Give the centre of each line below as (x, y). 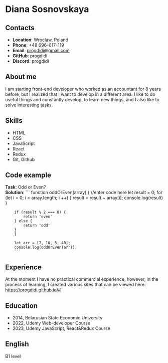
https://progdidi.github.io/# (33, 290)
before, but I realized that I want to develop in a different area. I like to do (80, 94)
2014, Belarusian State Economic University (57, 318)
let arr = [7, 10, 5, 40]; (42, 243)
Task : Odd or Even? (26, 187)
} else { (23, 221)
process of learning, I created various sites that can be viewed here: (75, 285)
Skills (14, 121)
